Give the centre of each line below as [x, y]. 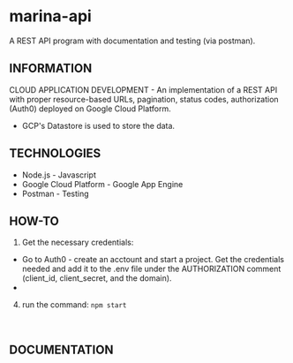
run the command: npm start [74, 305]
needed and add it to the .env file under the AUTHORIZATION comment [151, 269]
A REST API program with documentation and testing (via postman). [132, 41]
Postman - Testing [56, 193]
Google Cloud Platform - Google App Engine [102, 184]
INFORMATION [51, 68]
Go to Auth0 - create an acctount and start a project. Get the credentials [153, 260]
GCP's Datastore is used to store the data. [98, 125]
